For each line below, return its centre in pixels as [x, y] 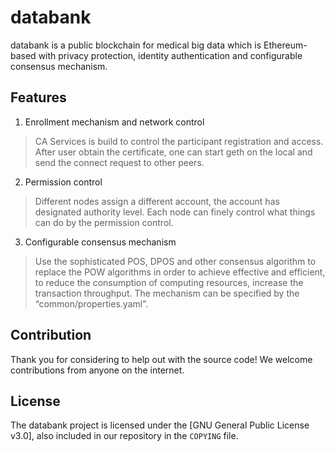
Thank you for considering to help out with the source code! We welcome [161, 359]
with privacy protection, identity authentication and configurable [170, 55]
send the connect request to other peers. [119, 162]
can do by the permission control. [104, 222]
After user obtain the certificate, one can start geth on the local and [173, 152]
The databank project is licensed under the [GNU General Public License [160, 425]
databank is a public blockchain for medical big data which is [136, 45]
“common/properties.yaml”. [91, 303]
